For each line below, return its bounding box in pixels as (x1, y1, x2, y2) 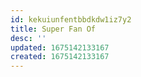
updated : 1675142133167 (10, 42, 110, 53)
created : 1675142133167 (10, 52, 110, 62)
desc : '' (10, 33, 47, 43)
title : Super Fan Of (10, 24, 97, 34)
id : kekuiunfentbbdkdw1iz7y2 (10, 14, 132, 25)
